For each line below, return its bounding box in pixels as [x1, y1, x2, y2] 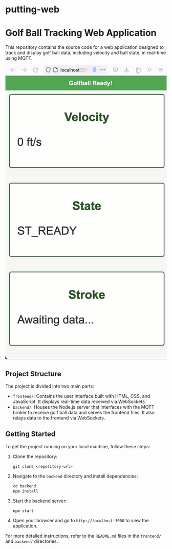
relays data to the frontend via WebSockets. [12, 415, 105, 421]
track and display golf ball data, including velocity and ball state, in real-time [5, 50, 166, 56]
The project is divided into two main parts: [5, 383, 95, 389]
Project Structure [5, 369, 61, 378]
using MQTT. [5, 55, 33, 61]
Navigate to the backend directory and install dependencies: [12, 473, 138, 479]
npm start [12, 508, 34, 514]
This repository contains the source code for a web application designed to [5, 44, 164, 50]
